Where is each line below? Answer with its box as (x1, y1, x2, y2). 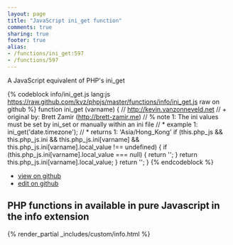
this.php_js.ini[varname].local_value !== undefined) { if (7, 143, 168, 151)
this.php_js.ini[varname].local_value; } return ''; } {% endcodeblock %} (7, 158, 215, 166)
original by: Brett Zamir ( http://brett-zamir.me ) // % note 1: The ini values (7, 112, 219, 121)
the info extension (7, 211, 90, 223)
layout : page (7, 10, 46, 18)
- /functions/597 (7, 57, 59, 64)
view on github (17, 171, 62, 180)
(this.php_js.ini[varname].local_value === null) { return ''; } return (7, 150, 197, 158)
